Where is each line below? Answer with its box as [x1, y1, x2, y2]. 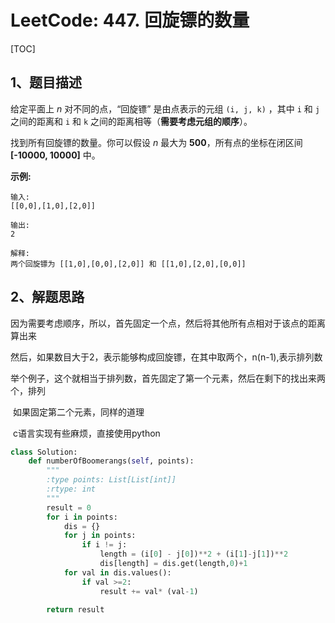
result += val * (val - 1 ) [99, 586, 199, 596]
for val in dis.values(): [63, 567, 172, 578]
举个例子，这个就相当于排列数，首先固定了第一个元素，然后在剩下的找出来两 [10, 372, 326, 384]
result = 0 [46, 502, 92, 513]
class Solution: [10, 447, 78, 457]
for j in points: [63, 531, 137, 541]
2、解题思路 [10, 289, 85, 306]
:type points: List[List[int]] [46, 475, 177, 485]
